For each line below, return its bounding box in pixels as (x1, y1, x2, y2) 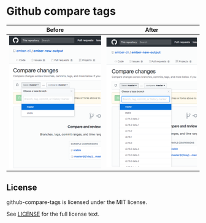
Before (46, 26, 64, 34)
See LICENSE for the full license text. (6, 210, 100, 218)
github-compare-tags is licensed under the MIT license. (6, 198, 148, 206)
